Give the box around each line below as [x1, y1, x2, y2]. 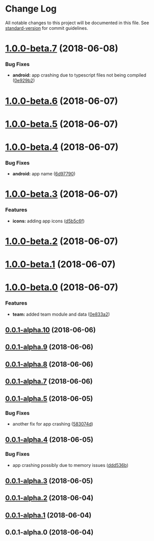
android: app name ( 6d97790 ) [12, 171, 76, 177]
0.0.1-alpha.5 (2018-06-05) [5, 394, 93, 403]
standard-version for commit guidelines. [5, 25, 88, 31]
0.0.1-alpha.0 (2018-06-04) [5, 528, 94, 537]
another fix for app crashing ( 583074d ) [12, 420, 94, 427]
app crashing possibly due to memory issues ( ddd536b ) [12, 462, 129, 468]
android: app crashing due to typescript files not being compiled [12, 72, 146, 78]
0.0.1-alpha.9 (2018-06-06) [5, 343, 94, 351]
